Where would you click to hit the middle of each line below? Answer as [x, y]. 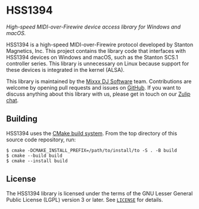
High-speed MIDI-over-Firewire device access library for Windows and [93, 27]
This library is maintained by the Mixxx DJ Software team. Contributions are [99, 81]
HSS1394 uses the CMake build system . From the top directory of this [92, 133]
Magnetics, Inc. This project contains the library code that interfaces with [96, 50]
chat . [13, 100]
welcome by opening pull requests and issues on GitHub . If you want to [94, 87]
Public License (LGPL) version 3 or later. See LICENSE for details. [85, 199]
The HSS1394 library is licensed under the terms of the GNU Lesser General [99, 193]
